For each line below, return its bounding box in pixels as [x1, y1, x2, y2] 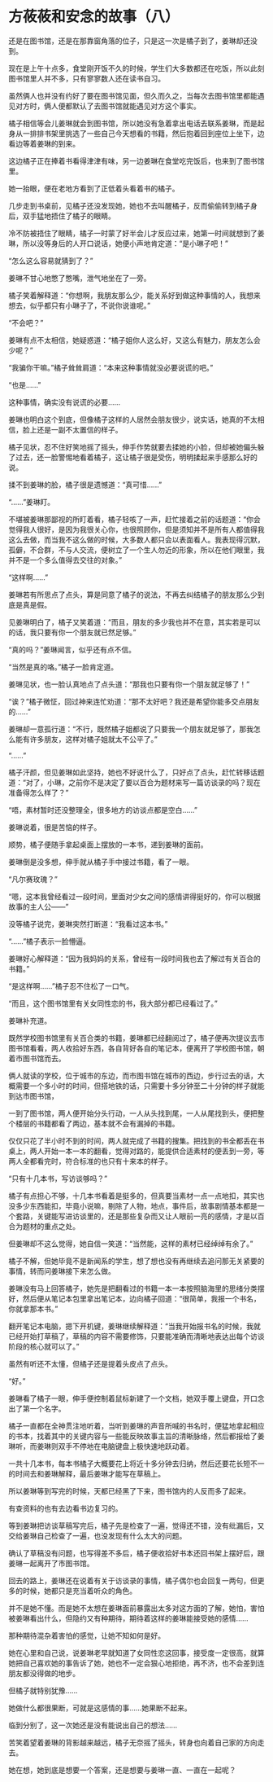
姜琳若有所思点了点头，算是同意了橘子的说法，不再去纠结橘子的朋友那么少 [8, 590, 258, 599]
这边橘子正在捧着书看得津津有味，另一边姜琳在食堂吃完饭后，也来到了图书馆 [8, 156, 265, 165]
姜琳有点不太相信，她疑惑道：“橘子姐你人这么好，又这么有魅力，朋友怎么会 [8, 335, 262, 345]
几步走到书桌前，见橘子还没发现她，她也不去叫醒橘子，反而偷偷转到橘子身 [8, 200, 258, 210]
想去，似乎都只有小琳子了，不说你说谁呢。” [8, 301, 151, 310]
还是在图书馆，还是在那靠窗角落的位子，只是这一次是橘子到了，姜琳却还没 [8, 36, 258, 46]
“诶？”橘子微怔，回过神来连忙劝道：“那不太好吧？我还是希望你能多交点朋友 [8, 696, 260, 706]
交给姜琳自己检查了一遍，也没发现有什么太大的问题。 [8, 1530, 187, 1540]
